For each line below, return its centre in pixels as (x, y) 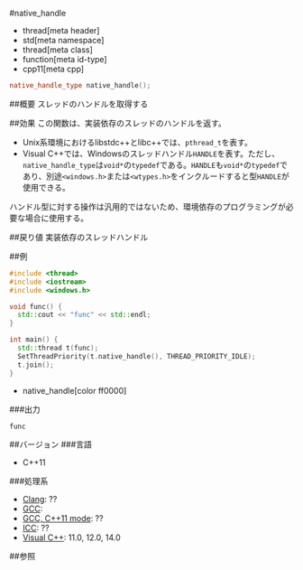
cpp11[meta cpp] (53, 69)
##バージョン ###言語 (50, 444)
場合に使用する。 (56, 218)
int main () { (34, 340)
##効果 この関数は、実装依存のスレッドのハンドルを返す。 (118, 123)
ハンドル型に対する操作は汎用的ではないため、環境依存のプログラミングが (147, 206)
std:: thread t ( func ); (58, 348)
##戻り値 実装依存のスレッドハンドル (79, 237)
